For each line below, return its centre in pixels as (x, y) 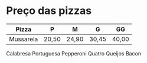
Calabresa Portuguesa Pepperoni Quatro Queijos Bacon (74, 53)
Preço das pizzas (49, 11)
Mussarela (24, 39)
